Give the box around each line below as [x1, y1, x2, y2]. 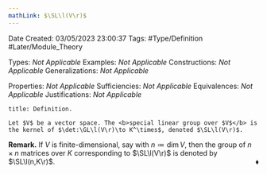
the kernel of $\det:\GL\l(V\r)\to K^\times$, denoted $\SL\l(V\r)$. [8, 126, 244, 133]
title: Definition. [8, 105, 73, 113]
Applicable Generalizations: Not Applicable [8, 65, 149, 75]
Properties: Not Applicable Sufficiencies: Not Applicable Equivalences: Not [8, 81, 253, 91]
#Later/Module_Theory [8, 41, 83, 52]
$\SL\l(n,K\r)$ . [8, 157, 56, 166]
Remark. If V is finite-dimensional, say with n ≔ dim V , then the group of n [8, 140, 252, 149]
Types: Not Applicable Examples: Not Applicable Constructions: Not [8, 57, 231, 67]
